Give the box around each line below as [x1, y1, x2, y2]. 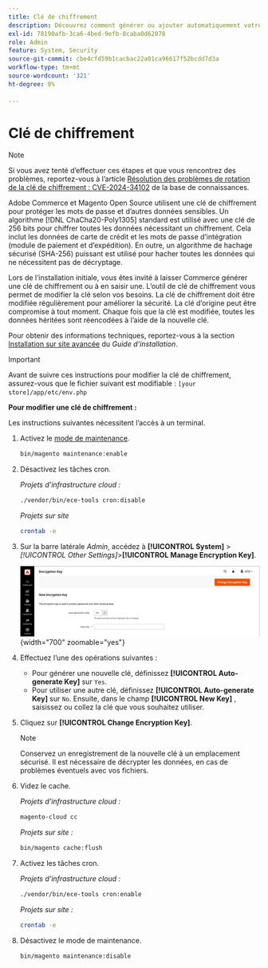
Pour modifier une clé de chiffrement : [8, 403, 137, 413]
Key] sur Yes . [64, 677, 108, 686]
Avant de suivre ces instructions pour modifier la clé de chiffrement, [8, 370, 231, 380]
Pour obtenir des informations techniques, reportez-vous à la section [8, 331, 235, 341]
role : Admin [8, 38, 48, 46]
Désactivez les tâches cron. [19, 464, 112, 474]
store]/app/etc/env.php [8, 389, 88, 397]
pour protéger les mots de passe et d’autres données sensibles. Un [8, 207, 229, 216]
